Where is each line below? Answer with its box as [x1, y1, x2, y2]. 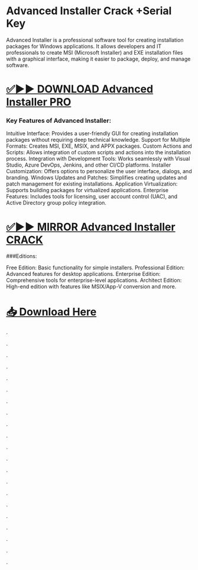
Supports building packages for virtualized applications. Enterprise [6, 187, 168, 194]
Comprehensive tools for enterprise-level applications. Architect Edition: [6, 277, 182, 284]
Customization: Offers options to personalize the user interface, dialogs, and [6, 168, 192, 175]
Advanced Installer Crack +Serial [6, 4, 172, 18]
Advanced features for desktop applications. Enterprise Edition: [6, 270, 161, 278]
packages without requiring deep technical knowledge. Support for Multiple [6, 136, 190, 144]
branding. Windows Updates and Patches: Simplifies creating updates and [6, 174, 187, 181]
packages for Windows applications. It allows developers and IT [6, 43, 162, 50]
